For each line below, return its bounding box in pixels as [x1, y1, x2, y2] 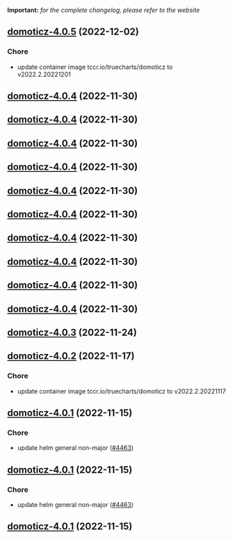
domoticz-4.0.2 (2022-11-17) [7, 351, 135, 362]
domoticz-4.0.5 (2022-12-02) [7, 26, 139, 38]
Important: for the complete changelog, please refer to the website [7, 6, 200, 14]
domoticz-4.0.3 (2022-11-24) [7, 326, 137, 338]
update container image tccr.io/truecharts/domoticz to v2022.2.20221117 [17, 387, 226, 395]
